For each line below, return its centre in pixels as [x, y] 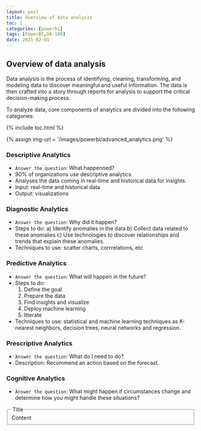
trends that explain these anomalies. [60, 241]
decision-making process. [38, 98]
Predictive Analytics [37, 264]
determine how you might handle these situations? [77, 398]
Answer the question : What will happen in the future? [80, 276]
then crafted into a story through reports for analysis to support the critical [98, 91]
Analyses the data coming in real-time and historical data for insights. [101, 181]
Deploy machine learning [55, 308]
